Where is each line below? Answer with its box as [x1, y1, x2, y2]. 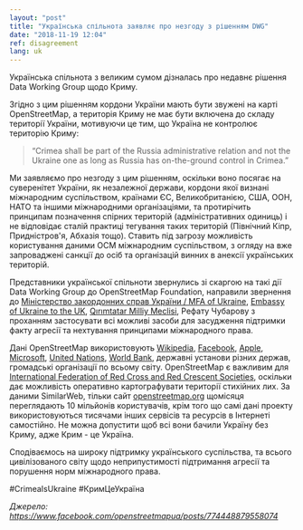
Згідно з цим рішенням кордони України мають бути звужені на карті [9, 99, 279, 110]
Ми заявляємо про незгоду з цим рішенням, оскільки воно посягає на [9, 173, 282, 184]
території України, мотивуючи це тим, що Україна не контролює [9, 119, 258, 130]
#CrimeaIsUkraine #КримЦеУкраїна [9, 484, 145, 495]
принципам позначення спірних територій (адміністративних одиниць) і [9, 211, 288, 222]
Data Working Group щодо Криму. [9, 82, 138, 92]
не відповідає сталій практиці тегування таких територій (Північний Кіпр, [9, 221, 292, 232]
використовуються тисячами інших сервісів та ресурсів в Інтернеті [9, 410, 270, 421]
